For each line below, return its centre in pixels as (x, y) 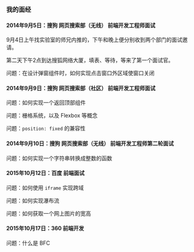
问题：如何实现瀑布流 (33, 201)
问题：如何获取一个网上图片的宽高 (49, 213)
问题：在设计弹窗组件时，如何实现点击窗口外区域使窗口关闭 (80, 73)
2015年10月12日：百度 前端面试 (45, 173)
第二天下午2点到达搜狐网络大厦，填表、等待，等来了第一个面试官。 (90, 60)
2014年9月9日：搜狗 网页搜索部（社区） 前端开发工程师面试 (81, 88)
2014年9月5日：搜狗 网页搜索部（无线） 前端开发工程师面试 (81, 25)
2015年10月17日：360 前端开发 (45, 228)
